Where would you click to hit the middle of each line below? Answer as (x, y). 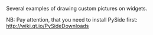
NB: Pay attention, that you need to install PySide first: (72, 20)
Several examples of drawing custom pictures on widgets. (77, 8)
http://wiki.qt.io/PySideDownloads (48, 26)
